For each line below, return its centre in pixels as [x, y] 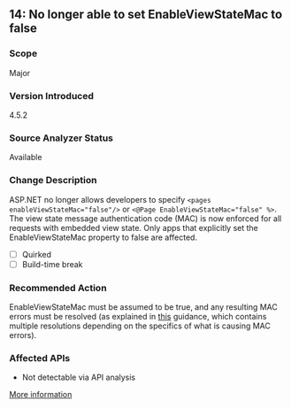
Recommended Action [58, 288]
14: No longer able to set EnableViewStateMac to [146, 15]
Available [26, 158]
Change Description [53, 181]
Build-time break [52, 264]
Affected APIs [40, 358]
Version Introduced [52, 96]
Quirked [36, 254]
